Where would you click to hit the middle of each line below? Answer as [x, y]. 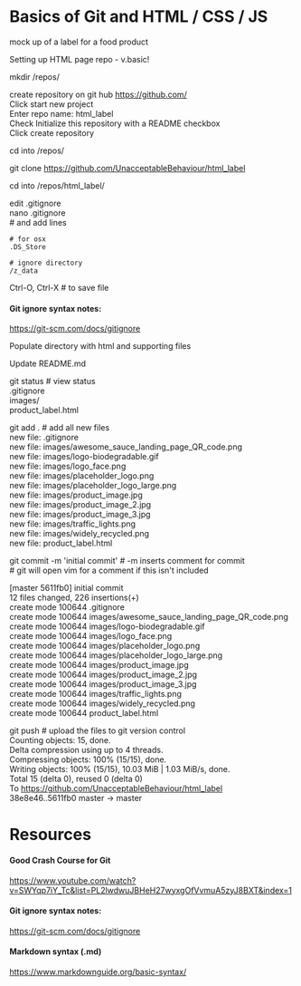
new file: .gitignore [44, 438]
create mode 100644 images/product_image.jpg [99, 665]
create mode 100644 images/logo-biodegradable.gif [107, 626]
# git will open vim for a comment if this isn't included [109, 570]
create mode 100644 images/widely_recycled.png [103, 703]
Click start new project [52, 104]
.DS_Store [28, 246]
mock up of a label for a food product [79, 42]
